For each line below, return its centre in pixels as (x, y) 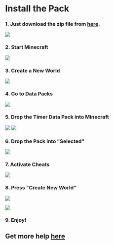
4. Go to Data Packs (29, 94)
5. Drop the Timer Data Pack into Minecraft (57, 117)
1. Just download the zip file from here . (53, 24)
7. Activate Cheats (27, 164)
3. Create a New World (33, 71)
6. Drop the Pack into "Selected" (45, 141)
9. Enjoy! (16, 220)
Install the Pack (37, 9)
